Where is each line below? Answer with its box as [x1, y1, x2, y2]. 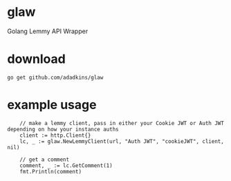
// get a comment [19, 156, 70, 163]
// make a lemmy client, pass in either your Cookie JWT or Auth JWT [19, 120, 225, 126]
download [7, 51, 66, 67]
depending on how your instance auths [7, 126, 119, 133]
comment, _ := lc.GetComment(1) [19, 162, 113, 169]
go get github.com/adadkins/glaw [7, 74, 104, 81]
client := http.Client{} [19, 132, 91, 139]
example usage [7, 97, 97, 113]
